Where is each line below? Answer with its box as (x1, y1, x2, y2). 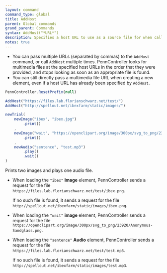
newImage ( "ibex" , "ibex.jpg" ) (14, 117, 77, 122)
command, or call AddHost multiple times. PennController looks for (12, 58, 147, 65)
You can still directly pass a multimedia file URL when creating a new (12, 74, 154, 80)
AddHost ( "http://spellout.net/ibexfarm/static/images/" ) (5, 103, 126, 108)
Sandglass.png (12, 228, 42, 233)
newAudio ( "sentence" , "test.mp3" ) (14, 144, 85, 149)
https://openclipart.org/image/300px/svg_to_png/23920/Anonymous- (12, 223, 153, 228)
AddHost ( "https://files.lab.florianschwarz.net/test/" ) (5, 98, 123, 104)
